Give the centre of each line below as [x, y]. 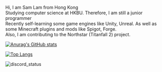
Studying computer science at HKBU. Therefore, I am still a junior [74, 13]
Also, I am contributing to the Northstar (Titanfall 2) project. [68, 34]
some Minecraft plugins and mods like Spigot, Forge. [61, 29]
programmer [18, 18]
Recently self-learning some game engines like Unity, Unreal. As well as [81, 23]
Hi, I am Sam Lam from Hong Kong [42, 7]
